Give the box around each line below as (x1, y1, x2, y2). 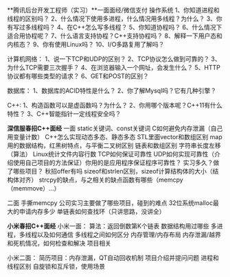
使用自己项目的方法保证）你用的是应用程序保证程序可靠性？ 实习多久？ (12, 158, 214, 167)
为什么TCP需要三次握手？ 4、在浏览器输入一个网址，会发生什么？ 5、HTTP (7, 64, 221, 71)
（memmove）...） (7, 184, 60, 192)
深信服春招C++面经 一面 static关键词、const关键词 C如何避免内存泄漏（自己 (7, 124, 223, 132)
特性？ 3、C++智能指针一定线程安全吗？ (7, 110, 122, 118)
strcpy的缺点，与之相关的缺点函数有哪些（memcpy (38, 176, 183, 184)
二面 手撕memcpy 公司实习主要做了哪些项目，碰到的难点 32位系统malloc (7, 199, 214, 207)
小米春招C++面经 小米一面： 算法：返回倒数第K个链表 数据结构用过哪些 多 (7, 222, 218, 230)
